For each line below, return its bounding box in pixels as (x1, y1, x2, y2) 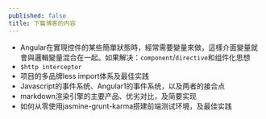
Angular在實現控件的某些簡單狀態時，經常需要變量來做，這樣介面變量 (19, 42, 251, 52)
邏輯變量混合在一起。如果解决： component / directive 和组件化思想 (34, 52, 251, 62)
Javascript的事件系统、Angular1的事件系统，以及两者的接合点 (19, 81, 226, 91)
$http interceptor (19, 63, 82, 71)
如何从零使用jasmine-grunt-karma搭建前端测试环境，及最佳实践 (19, 101, 232, 111)
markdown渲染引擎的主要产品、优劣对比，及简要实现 (19, 91, 197, 101)
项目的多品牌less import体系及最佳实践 (19, 71, 149, 80)
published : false (8, 11, 67, 20)
